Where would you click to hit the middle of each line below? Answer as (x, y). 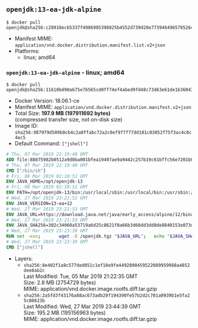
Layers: (24, 259)
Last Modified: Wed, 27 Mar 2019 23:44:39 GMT (82, 306)
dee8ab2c (34, 270)
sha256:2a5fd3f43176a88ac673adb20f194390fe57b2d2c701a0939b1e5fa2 (107, 295)
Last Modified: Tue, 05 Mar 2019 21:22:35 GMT (80, 276)
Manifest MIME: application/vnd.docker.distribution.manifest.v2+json (103, 107)
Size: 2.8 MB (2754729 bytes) (60, 282)
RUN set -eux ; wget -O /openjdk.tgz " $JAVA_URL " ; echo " (88, 236)
